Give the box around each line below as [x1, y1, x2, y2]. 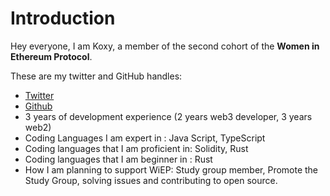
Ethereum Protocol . [10, 50, 93, 62]
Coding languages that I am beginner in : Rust [24, 153, 213, 165]
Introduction [10, 7, 116, 30]
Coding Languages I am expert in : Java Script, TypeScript [24, 132, 266, 144]
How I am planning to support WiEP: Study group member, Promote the [24, 163, 319, 176]
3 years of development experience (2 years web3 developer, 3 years [24, 110, 313, 122]
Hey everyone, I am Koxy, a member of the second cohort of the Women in [10, 40, 320, 52]
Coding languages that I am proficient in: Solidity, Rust [24, 142, 249, 154]
